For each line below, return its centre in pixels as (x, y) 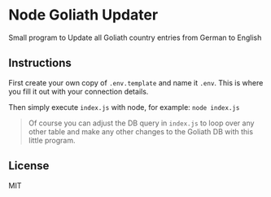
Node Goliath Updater (83, 15)
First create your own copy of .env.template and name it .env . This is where (136, 82)
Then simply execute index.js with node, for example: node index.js (124, 107)
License (29, 166)
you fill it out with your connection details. (79, 91)
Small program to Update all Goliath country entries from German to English (135, 37)
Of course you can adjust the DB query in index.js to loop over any (141, 123)
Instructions (40, 63)
